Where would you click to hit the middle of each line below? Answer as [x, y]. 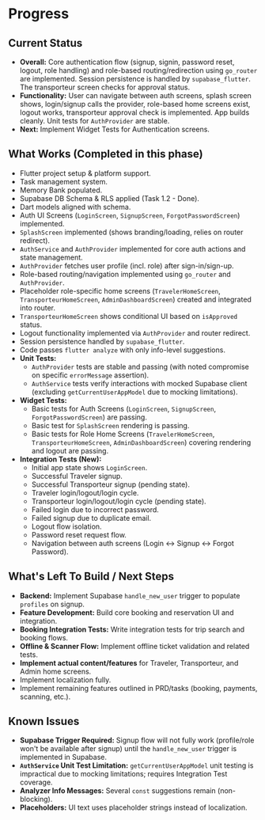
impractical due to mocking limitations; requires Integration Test [123, 774]
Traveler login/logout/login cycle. [85, 492]
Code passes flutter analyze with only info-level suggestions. [122, 350]
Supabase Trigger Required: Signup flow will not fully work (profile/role [137, 740]
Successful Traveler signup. [77, 476]
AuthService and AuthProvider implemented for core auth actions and [132, 249]
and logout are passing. [70, 450]
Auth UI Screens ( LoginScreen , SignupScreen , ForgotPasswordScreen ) [130, 215]
